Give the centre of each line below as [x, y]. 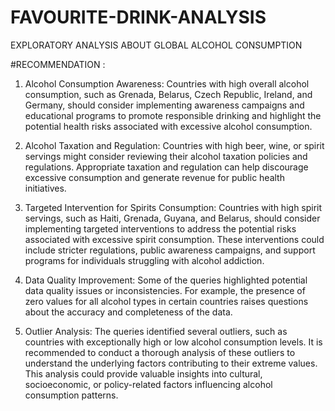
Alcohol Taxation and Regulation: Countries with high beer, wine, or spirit [174, 145]
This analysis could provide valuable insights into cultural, [143, 373]
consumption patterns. [71, 395]
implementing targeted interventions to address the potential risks [160, 228]
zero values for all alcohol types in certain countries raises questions [166, 301]
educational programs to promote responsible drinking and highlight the [173, 115]
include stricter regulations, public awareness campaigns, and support [170, 250]
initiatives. [45, 188]
